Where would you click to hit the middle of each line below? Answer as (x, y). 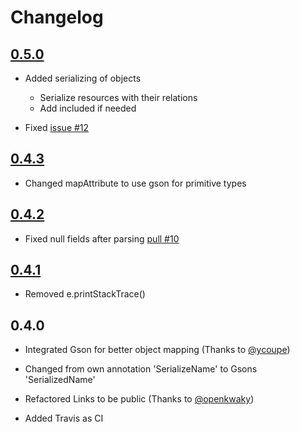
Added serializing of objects (83, 78)
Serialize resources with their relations (118, 97)
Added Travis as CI (64, 418)
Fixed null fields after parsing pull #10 (102, 238)
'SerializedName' (60, 380)
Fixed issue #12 (57, 127)
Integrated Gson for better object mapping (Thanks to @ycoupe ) (157, 350)
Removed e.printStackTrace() (85, 294)
